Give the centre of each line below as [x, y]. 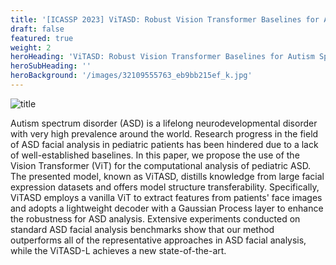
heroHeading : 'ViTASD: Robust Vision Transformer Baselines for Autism [162, 57]
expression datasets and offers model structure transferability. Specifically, [165, 187]
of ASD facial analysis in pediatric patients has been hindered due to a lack [164, 144]
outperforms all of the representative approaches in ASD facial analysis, [158, 240]
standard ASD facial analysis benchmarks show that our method [142, 229]
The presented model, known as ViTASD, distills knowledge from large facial [167, 176]
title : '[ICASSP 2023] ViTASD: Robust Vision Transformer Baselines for [165, 19]
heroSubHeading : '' [51, 66]
